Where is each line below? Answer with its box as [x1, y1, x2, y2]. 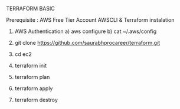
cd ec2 [14, 51, 32, 58]
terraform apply [14, 85, 53, 92]
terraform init [14, 62, 47, 69]
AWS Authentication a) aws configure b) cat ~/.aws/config [14, 28, 157, 35]
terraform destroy [14, 97, 58, 103]
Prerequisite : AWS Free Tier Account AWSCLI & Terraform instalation [6, 16, 175, 23]
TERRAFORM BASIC [6, 5, 55, 12]
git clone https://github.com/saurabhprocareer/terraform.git [14, 39, 161, 46]
